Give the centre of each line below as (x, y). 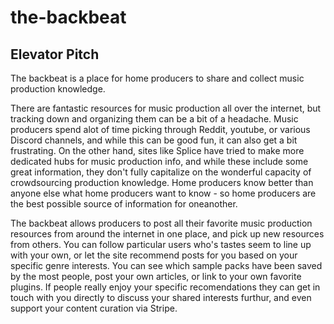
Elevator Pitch (55, 54)
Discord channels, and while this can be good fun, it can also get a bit (154, 140)
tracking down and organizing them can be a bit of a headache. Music (154, 119)
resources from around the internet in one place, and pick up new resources (167, 234)
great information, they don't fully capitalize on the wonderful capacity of (161, 172)
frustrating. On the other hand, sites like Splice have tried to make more (157, 150)
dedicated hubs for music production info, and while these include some (159, 161)
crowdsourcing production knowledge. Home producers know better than (162, 182)
